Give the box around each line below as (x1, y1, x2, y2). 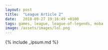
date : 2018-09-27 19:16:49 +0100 (5, 16, 79, 21)
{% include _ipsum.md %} (5, 39, 59, 45)
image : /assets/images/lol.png (5, 26, 70, 31)
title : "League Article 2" (5, 12, 64, 17)
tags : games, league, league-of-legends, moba (5, 21, 104, 26)
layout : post (5, 7, 32, 12)
